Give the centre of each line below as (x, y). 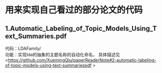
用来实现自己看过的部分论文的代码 (74, 10)
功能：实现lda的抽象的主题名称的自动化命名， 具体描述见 (63, 55)
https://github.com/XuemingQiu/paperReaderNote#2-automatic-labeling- (82, 60)
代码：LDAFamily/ (23, 49)
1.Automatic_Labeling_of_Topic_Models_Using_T (81, 28)
